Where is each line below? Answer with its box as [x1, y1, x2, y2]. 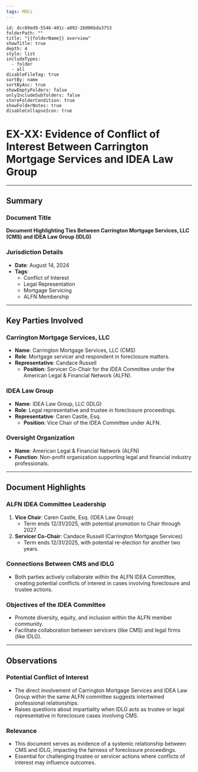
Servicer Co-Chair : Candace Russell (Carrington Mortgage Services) [14, 532, 183, 540]
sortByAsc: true [6, 82, 46, 88]
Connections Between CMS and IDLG [6, 560, 114, 568]
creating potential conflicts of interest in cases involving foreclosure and [14, 579, 190, 586]
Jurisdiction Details [6, 248, 64, 256]
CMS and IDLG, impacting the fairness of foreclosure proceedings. [14, 747, 177, 754]
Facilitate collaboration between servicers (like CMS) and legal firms [14, 626, 181, 634]
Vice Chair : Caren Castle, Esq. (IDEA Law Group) [14, 513, 134, 521]
